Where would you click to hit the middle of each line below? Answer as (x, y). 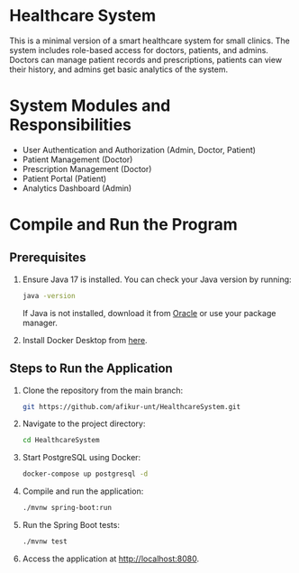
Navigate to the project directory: (84, 423)
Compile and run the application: (83, 491)
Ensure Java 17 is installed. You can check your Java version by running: (157, 279)
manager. (40, 323)
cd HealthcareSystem (61, 441)
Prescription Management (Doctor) (87, 168)
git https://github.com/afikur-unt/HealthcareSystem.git (131, 406)
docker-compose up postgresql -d (85, 474)
